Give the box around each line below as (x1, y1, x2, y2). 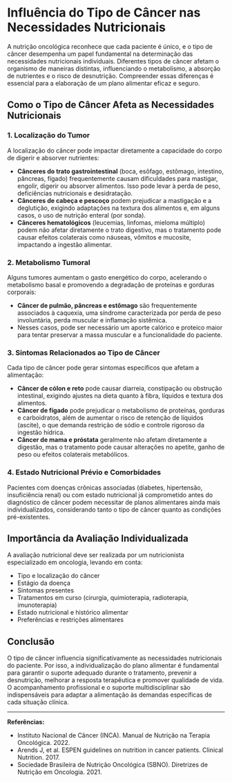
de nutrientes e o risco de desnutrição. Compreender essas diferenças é (7, 71, 214, 80)
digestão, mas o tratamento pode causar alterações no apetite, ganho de (17, 443, 225, 452)
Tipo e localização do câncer (17, 572, 100, 580)
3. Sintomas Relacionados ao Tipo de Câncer (7, 347, 160, 357)
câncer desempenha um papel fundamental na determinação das (7, 50, 193, 58)
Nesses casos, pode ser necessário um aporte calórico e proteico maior (17, 323, 223, 331)
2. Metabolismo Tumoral (7, 258, 91, 267)
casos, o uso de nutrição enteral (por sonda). (17, 211, 146, 219)
